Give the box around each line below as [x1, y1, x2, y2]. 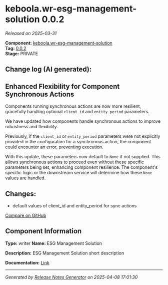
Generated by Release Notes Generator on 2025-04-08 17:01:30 [5, 274, 138, 280]
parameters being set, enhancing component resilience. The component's [5, 164, 158, 170]
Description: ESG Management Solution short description [5, 250, 124, 256]
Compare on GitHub [5, 212, 46, 218]
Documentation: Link [5, 259, 49, 265]
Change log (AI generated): [5, 65, 92, 74]
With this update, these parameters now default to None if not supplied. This [5, 154, 161, 160]
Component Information [5, 227, 82, 235]
